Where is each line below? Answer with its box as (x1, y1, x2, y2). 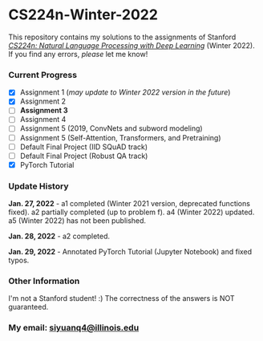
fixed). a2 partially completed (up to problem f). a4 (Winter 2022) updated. (8, 207, 255, 217)
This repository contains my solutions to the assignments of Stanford (8, 32, 237, 42)
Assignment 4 (19, 115, 67, 124)
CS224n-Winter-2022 (8, 6, 159, 24)
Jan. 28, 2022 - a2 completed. (8, 231, 111, 242)
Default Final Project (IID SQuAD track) (19, 142, 148, 152)
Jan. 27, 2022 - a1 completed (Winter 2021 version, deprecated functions (8, 199, 251, 209)
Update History (8, 181, 69, 192)
